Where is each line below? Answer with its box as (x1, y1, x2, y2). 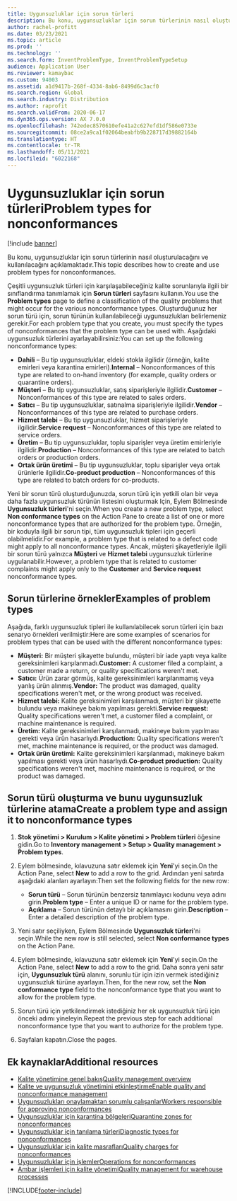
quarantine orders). (17, 378, 74, 386)
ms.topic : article (7, 37, 61, 44)
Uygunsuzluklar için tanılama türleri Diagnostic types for (17, 1127, 179, 1136)
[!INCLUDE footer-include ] (7, 1186, 83, 1195)
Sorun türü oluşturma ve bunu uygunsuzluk (7, 792, 203, 804)
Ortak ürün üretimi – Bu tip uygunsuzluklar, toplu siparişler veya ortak (17, 461, 221, 469)
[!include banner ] (7, 239, 58, 248)
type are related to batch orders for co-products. (17, 476, 160, 484)
